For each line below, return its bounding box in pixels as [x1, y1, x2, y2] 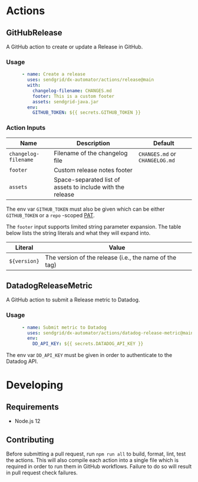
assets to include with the [54, 183, 125, 191]
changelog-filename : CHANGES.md [32, 87, 112, 94]
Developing [6, 379, 64, 392]
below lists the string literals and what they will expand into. [6, 229, 151, 237]
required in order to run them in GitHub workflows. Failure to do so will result [6, 463, 192, 470]
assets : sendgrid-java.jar [32, 99, 99, 104]
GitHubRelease [6, 28, 63, 38]
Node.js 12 [14, 418, 41, 425]
